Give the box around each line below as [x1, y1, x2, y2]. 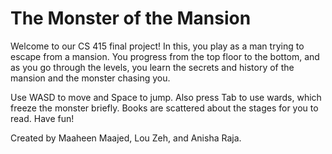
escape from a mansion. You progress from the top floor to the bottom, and [10, 50, 320, 62]
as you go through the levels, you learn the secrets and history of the [10, 61, 295, 73]
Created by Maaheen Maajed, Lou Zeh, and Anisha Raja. [10, 132, 242, 144]
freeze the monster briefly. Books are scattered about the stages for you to [10, 102, 319, 114]
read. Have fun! [10, 112, 75, 124]
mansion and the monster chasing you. [10, 72, 171, 84]
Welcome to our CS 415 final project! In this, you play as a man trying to [10, 40, 305, 52]
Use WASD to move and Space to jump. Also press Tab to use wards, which [10, 91, 322, 103]
